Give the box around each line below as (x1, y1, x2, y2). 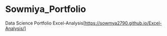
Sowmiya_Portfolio (5, 3, 86, 15)
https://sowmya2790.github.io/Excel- (85, 20, 162, 26)
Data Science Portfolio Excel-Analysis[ (5, 20, 85, 26)
